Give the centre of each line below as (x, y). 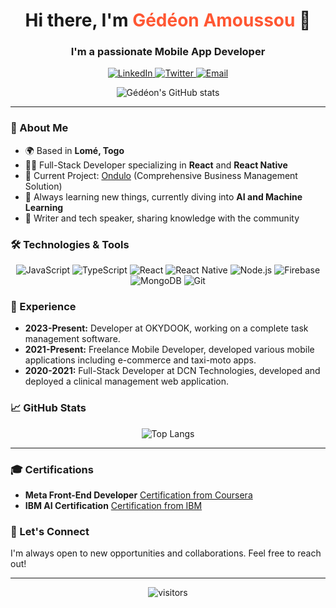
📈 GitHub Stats (48, 408)
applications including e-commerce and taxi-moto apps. (140, 360)
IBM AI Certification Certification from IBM (113, 505)
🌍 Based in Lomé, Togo (74, 150)
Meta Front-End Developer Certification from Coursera (138, 495)
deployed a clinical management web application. (126, 381)
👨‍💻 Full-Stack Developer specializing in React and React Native (156, 165)
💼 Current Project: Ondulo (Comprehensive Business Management (161, 175)
